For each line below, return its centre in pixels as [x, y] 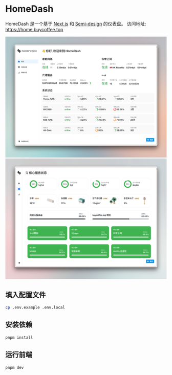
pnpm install [19, 337]
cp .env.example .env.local [35, 307]
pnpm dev [15, 367]
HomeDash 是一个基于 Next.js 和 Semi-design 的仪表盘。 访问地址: [76, 24]
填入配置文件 [26, 295]
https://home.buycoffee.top [34, 29]
